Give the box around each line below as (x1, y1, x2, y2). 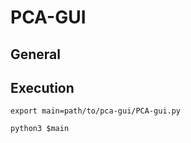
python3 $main (10, 124, 70, 134)
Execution (10, 79, 75, 96)
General (10, 46, 62, 63)
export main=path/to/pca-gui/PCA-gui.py (10, 106, 182, 116)
